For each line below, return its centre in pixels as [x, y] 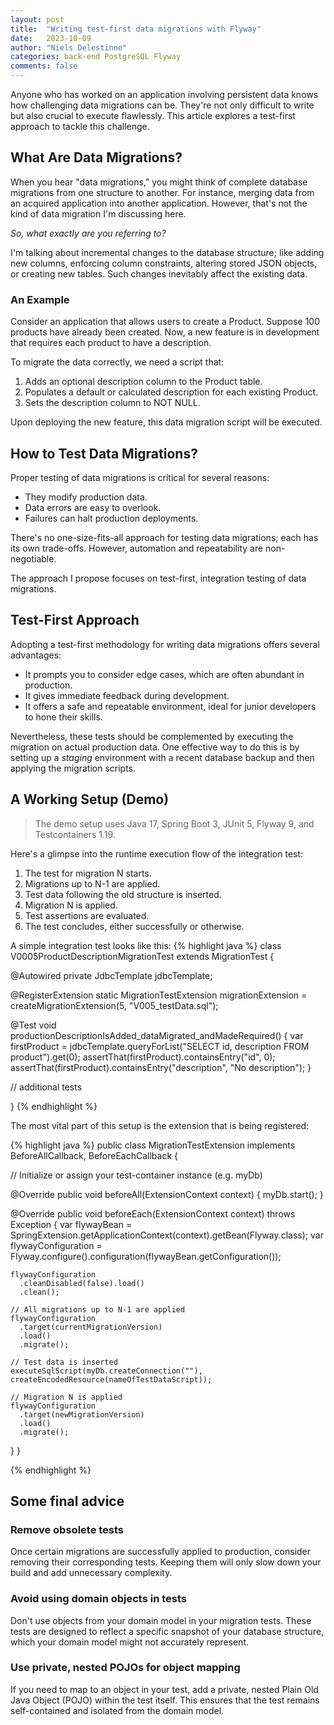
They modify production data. [86, 497]
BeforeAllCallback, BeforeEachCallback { [94, 1155]
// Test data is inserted [64, 1362]
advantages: [36, 655]
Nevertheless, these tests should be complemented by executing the [152, 736]
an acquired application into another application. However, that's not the [159, 203]
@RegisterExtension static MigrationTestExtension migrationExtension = [159, 995]
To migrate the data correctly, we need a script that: [117, 362]
